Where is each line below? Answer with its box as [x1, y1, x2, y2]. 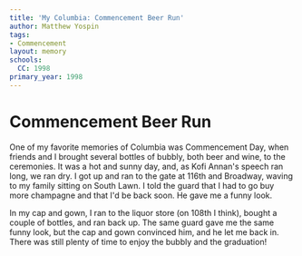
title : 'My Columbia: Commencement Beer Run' [9, 13, 184, 23]
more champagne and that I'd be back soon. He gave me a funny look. [9, 190, 273, 201]
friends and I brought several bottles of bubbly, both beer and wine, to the [9, 151, 286, 162]
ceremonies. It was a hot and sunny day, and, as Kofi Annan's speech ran [9, 161, 284, 172]
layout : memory [9, 47, 67, 56]
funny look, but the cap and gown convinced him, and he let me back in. [9, 226, 279, 237]
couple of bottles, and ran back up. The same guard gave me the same [9, 217, 275, 228]
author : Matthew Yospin [9, 22, 100, 31]
